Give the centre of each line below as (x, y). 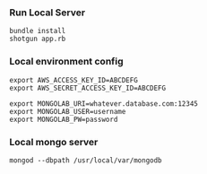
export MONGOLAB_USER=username (68, 111)
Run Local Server (47, 13)
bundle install (38, 31)
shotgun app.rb (38, 39)
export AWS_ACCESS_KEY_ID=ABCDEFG (74, 80)
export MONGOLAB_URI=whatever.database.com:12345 (104, 104)
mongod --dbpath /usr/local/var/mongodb (86, 160)
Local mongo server (54, 142)
